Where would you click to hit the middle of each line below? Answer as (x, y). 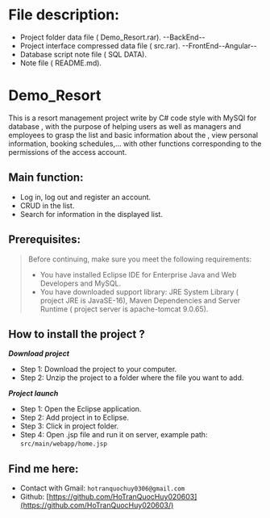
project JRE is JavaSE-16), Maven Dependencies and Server (140, 300)
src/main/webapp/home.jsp (63, 444)
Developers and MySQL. (81, 283)
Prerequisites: (44, 240)
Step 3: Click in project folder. (69, 426)
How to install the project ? (77, 334)
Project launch (33, 394)
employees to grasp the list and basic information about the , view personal (133, 135)
